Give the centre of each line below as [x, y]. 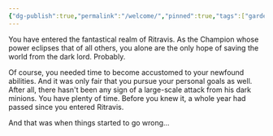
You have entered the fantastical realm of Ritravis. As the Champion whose [134, 39]
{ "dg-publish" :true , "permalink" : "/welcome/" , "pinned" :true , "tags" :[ [127, 16]
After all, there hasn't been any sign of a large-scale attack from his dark [130, 90]
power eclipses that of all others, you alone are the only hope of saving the [134, 48]
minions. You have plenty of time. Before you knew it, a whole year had [127, 98]
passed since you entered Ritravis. [66, 107]
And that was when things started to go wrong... [89, 122]
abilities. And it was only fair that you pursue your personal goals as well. [130, 81]
